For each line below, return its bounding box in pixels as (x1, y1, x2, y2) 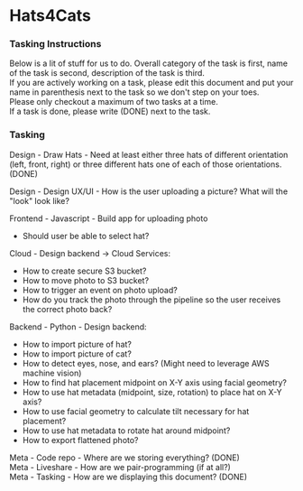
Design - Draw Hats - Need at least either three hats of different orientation (9, 149, 289, 160)
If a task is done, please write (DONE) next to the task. (9, 106, 211, 117)
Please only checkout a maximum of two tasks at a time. (9, 97, 218, 107)
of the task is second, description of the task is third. (9, 68, 206, 79)
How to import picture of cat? (22, 348, 133, 359)
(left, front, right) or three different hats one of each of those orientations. (9, 159, 282, 170)
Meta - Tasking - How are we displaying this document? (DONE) (9, 471, 248, 482)
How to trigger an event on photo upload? (22, 284, 178, 295)
